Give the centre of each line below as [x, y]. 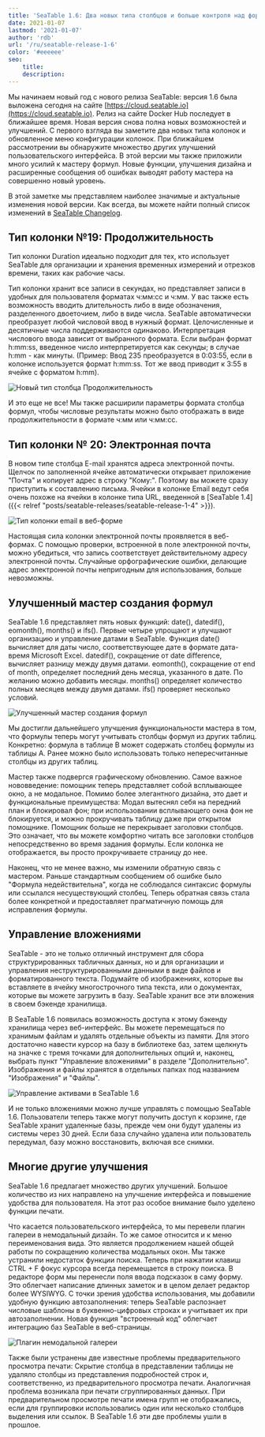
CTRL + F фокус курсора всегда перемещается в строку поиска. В [121, 1268]
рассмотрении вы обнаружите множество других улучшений [112, 147]
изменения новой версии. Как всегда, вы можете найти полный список [129, 204]
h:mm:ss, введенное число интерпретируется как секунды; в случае [124, 347]
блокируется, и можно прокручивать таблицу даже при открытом [119, 819]
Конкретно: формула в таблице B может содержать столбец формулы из [131, 745]
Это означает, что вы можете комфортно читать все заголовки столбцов [131, 836]
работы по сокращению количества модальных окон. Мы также [117, 1251]
